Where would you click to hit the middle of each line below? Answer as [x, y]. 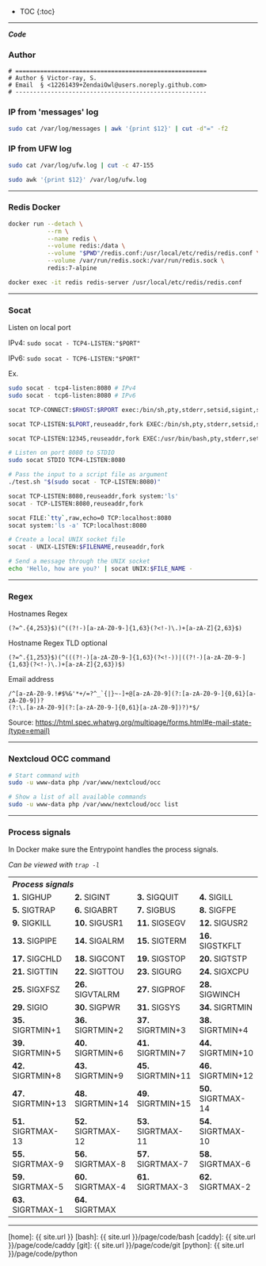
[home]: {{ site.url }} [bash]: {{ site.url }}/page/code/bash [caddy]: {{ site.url [132, 1237]
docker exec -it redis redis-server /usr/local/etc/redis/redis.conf [125, 282]
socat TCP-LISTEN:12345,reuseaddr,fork [74, 439]
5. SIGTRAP [34, 910]
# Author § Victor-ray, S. [53, 79]
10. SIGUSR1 [99, 923]
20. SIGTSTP [223, 959]
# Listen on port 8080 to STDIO [61, 453]
